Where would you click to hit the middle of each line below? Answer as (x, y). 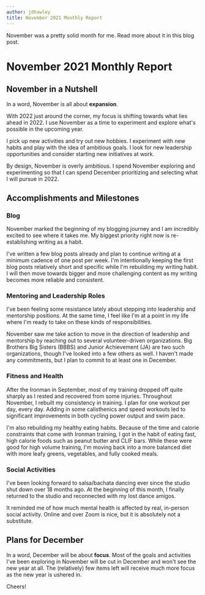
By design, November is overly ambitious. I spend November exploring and (101, 166)
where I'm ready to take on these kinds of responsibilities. (79, 322)
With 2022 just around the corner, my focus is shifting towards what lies (97, 116)
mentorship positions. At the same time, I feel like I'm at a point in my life (97, 316)
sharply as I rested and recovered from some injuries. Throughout (89, 396)
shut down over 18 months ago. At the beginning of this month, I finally (95, 489)
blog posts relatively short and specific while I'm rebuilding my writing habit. (102, 267)
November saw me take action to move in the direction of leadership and (98, 334)
